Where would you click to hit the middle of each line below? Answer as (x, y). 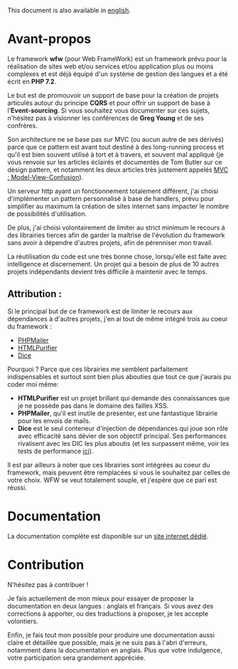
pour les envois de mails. (54, 420)
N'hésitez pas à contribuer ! (48, 584)
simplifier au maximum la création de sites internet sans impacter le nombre (118, 206)
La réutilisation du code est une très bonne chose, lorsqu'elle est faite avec (117, 256)
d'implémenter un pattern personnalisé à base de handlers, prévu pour (111, 198)
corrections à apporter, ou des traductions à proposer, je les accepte (108, 613)
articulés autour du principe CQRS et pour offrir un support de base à (109, 103)
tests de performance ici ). (55, 451)
